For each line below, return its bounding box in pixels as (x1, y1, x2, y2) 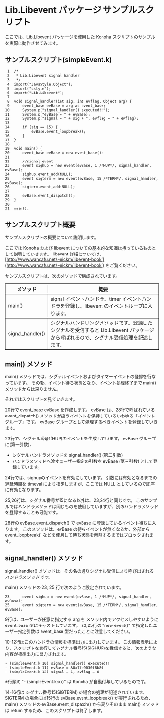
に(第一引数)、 (5, 441, 34, 448)
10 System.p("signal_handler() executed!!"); (5, 107, 110, 113)
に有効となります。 (5, 487, 43, 493)
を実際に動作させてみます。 (5, 40, 61, 46)
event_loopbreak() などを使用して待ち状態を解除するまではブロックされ (5, 532, 150, 538)
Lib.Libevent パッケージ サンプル (5, 4, 138, 16)
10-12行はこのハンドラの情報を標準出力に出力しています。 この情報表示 (5, 639, 149, 645)
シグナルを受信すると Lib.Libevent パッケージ (50, 326, 155, 333)
